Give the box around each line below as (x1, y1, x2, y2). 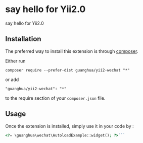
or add (5, 77, 19, 83)
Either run (5, 58, 26, 64)
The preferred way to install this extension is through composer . (5, 48, 138, 54)
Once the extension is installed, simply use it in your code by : (5, 123, 134, 129)
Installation (5, 35, 41, 43)
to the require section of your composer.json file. (5, 95, 106, 101)
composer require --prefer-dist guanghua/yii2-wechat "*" (5, 67, 130, 73)
